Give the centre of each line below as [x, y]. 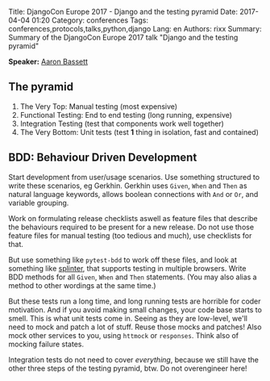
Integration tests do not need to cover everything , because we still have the [134, 359]
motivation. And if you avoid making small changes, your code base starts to [135, 309]
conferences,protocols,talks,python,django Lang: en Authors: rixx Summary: [135, 29]
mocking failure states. [46, 344]
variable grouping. [39, 203]
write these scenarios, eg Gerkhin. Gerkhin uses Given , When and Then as [128, 186]
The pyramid [41, 87]
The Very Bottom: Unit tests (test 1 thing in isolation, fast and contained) [139, 132]
